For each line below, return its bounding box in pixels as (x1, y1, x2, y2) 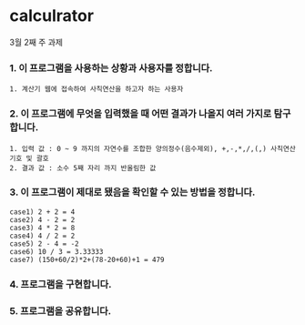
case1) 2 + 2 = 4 (9, 207, 76, 217)
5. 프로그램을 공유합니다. (9, 304, 112, 317)
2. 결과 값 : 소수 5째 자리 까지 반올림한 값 (9, 163, 157, 173)
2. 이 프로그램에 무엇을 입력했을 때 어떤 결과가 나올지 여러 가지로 (9, 107, 272, 120)
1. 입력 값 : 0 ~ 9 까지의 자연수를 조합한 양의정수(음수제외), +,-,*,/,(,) (9, 144, 267, 153)
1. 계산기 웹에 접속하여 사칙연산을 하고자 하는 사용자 (9, 85, 184, 94)
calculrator (9, 5, 94, 26)
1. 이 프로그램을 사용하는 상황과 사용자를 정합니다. (9, 61, 213, 74)
